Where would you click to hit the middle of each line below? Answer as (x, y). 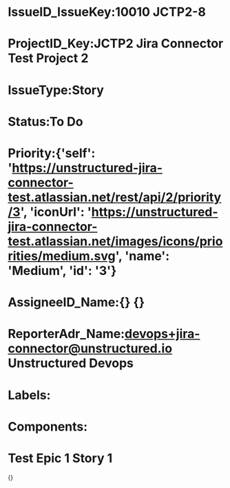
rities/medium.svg (62, 256)
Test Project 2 (48, 58)
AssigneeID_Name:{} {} (76, 302)
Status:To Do (45, 121)
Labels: (29, 395)
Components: (48, 426)
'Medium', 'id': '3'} (62, 271)
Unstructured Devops (71, 363)
